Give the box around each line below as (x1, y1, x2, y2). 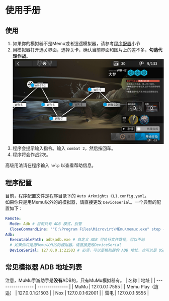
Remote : (5, 216, 22, 221)
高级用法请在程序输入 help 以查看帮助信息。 (5, 162, 97, 169)
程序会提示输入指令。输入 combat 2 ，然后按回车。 (12, 145, 116, 152)
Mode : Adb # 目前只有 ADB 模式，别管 (10, 221, 82, 227)
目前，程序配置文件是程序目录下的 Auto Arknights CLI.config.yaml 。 (5, 192, 149, 199)
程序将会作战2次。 (12, 152, 51, 158)
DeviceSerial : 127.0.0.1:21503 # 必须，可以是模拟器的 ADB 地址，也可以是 (10, 248, 157, 253)
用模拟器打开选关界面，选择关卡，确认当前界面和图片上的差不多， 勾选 (12, 47, 158, 53)
